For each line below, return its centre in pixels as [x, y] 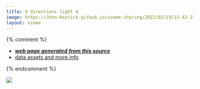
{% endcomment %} [31, 69]
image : [14, 17]
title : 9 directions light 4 [42, 12]
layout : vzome [24, 23]
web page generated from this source [62, 51]
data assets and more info [47, 58]
